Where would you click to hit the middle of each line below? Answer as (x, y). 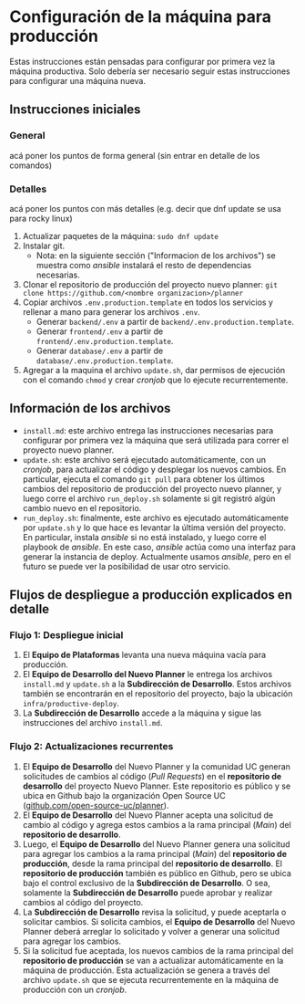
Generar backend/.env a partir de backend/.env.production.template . (165, 321)
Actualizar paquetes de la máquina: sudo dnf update (120, 235)
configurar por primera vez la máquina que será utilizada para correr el (156, 440)
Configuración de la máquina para (140, 17)
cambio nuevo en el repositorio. (82, 507)
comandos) (31, 165)
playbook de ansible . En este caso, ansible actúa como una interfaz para (159, 547)
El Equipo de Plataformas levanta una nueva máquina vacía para (144, 655)
